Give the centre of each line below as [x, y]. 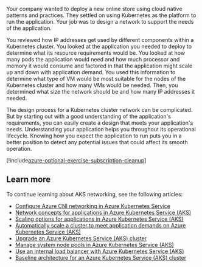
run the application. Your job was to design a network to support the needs [100, 22]
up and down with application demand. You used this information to [91, 72]
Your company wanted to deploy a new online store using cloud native [94, 9]
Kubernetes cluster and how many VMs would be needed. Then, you [92, 85]
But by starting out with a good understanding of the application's [89, 116]
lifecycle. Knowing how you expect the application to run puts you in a [94, 136]
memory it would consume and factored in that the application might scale [99, 66]
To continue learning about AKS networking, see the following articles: [95, 194]
